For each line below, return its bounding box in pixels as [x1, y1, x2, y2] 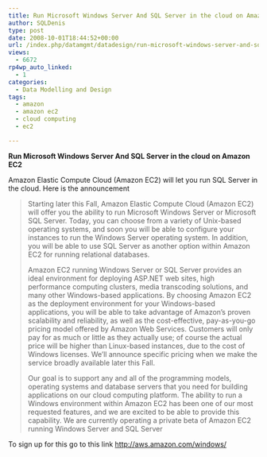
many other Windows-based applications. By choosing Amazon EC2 [27, 290, 252, 300]
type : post [8, 26, 44, 34]
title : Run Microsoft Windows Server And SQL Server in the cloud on [8, 11, 244, 20]
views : [8, 48, 30, 56]
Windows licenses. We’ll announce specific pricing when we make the [27, 349, 258, 358]
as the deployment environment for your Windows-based [27, 299, 216, 308]
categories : [8, 78, 48, 86]
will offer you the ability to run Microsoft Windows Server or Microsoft [27, 207, 257, 217]
